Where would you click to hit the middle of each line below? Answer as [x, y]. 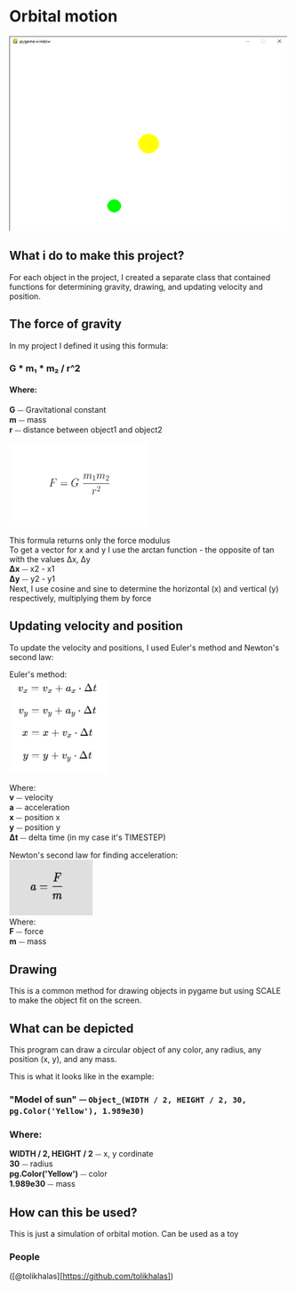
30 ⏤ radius [31, 1164]
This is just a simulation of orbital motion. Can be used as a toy [124, 1234]
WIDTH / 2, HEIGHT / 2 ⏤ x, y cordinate [81, 1154]
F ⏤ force [27, 931]
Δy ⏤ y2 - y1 [32, 578]
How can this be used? [73, 1212]
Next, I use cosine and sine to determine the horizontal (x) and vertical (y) [144, 588]
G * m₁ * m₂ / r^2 [45, 368]
